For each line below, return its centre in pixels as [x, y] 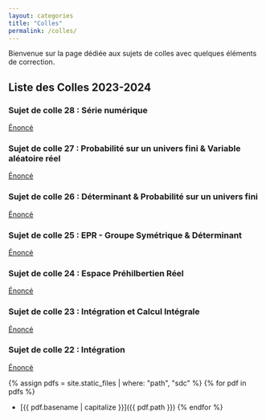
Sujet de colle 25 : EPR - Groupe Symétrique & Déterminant [125, 235]
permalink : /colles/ [43, 31]
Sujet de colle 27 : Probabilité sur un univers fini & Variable [125, 148]
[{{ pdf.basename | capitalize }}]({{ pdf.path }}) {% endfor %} [121, 407]
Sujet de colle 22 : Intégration [67, 350]
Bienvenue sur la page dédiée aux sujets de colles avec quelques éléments [133, 54]
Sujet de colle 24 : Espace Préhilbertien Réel [96, 273]
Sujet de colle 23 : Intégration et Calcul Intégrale [104, 312]
